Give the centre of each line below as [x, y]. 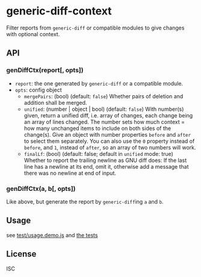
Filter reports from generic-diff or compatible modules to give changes [95, 28]
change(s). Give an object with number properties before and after [107, 134]
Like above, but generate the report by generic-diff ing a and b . [85, 201]
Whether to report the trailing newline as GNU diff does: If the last [105, 160]
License [21, 254]
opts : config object [38, 90]
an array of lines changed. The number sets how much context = [104, 122]
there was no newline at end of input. [70, 173]
